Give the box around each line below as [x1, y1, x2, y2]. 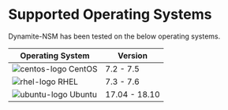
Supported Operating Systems [8, 5, 212, 24]
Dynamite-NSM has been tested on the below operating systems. [8, 31, 221, 41]
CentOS [68, 63, 98, 74]
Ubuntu [69, 89, 97, 100]
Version [118, 49, 148, 60]
